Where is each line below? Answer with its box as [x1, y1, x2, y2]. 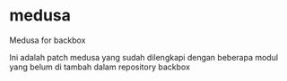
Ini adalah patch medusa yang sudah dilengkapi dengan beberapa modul [9, 52, 279, 62]
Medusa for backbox [9, 35, 86, 45]
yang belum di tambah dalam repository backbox [9, 61, 191, 72]
